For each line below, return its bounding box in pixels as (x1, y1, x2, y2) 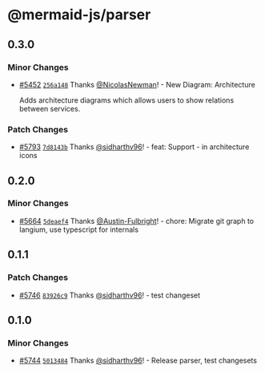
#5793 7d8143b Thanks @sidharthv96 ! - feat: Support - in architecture (18, 142, 250, 152)
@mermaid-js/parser (7, 6, 151, 24)
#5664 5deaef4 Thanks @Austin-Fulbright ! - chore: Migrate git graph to (18, 216, 254, 225)
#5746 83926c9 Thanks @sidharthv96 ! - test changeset (18, 290, 201, 300)
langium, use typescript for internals (18, 225, 139, 234)
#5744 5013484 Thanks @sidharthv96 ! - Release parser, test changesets (18, 355, 258, 366)
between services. (18, 103, 81, 113)
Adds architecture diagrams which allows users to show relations (18, 95, 235, 105)
